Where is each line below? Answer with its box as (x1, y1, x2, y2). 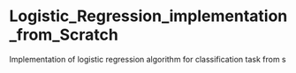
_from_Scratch (9, 25, 119, 45)
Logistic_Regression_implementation (9, 6, 288, 26)
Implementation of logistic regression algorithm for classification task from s (9, 54, 287, 64)
